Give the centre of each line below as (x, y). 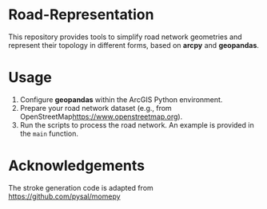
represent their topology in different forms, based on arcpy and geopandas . (134, 45)
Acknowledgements (77, 166)
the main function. (49, 133)
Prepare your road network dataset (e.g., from (96, 108)
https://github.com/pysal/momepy (65, 196)
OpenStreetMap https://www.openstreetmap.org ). (101, 116)
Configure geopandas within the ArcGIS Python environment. (121, 99)
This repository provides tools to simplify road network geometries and (125, 37)
